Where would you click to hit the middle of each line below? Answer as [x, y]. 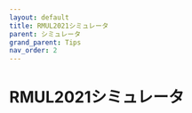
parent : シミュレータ [45, 34]
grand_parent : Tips [45, 42]
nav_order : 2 [33, 51]
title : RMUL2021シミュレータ [59, 26]
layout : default [39, 17]
